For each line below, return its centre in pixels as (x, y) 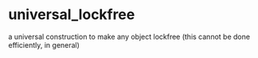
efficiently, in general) (44, 44)
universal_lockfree (72, 15)
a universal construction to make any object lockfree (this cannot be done (129, 37)
